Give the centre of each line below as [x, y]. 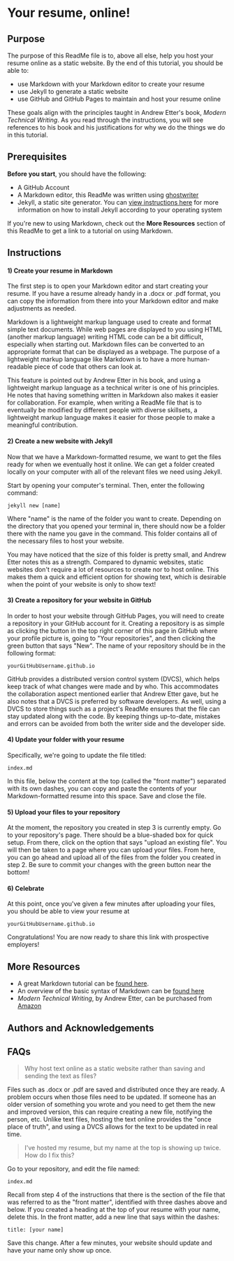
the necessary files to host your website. [66, 540]
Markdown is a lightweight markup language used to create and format [109, 322]
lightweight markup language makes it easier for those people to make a [111, 418]
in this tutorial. [28, 135]
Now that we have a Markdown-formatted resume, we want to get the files [114, 456]
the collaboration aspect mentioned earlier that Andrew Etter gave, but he [113, 694]
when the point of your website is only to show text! [81, 584]
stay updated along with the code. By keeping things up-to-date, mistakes [114, 716]
